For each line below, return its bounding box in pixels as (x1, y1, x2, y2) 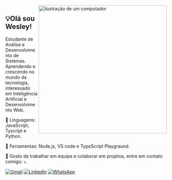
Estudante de (5, 36, 33, 42)
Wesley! (5, 23, 32, 31)
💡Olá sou (5, 14, 35, 23)
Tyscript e (5, 128, 27, 134)
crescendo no (5, 69, 35, 75)
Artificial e (5, 96, 27, 102)
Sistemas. (5, 57, 26, 64)
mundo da (5, 74, 27, 80)
